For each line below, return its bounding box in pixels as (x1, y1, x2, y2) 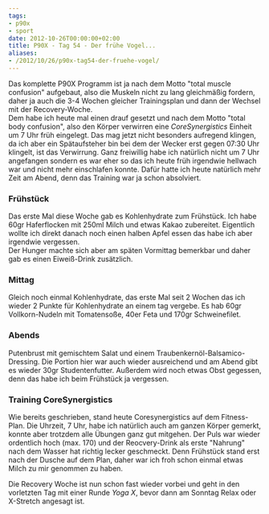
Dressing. (8, 356, 40, 367)
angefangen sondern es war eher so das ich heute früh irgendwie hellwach (8, 155, 257, 165)
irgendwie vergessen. (8, 237, 80, 247)
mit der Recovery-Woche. (8, 104, 93, 114)
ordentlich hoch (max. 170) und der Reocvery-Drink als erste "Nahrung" (8, 438, 245, 448)
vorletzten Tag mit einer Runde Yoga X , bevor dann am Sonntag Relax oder (8, 488, 257, 498)
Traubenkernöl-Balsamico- (156, 348, 246, 358)
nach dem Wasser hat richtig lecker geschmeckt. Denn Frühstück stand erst (8, 446, 260, 456)
